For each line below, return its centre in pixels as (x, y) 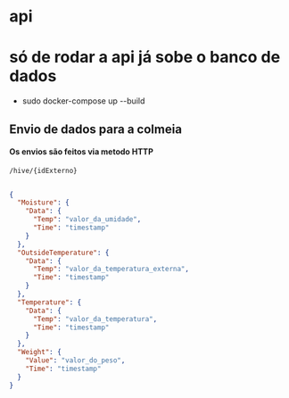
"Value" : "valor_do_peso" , (75, 361)
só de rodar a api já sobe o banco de (145, 58)
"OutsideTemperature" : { (63, 253)
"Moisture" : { (43, 203)
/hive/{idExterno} (43, 170)
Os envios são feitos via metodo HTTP (81, 152)
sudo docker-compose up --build (83, 101)
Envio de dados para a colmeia (96, 129)
